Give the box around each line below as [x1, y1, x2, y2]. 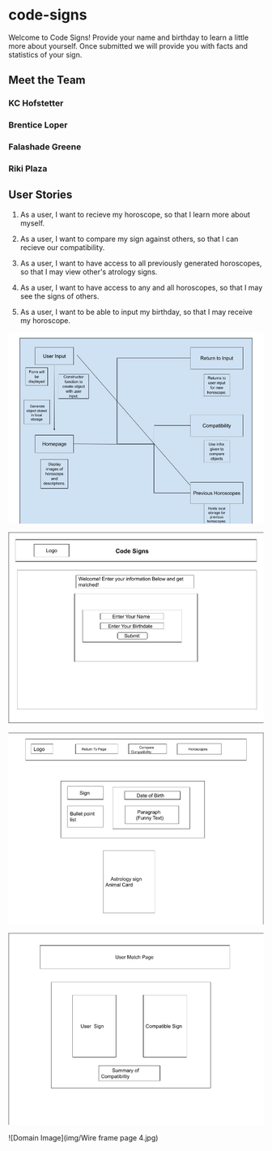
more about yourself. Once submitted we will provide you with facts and [8, 41, 249, 50]
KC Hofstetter [8, 97, 64, 109]
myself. [19, 218, 45, 228]
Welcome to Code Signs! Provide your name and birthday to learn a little [8, 32, 249, 42]
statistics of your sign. [8, 50, 83, 59]
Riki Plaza [8, 163, 48, 175]
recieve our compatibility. [19, 242, 105, 252]
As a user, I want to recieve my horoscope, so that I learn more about [19, 209, 251, 219]
